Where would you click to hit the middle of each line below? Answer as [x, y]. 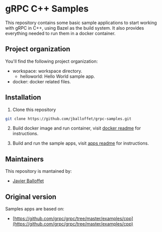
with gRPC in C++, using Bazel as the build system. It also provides [75, 28]
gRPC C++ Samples [47, 9]
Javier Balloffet [28, 181]
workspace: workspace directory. [47, 71]
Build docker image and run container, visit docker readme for [77, 128]
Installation [23, 98]
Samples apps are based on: [35, 209]
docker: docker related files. [42, 81]
